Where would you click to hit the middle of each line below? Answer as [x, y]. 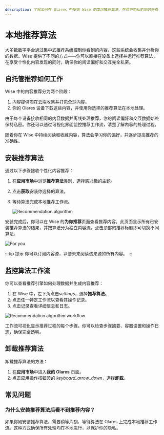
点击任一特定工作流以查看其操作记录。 [51, 300]
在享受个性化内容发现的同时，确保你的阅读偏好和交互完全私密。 [69, 62]
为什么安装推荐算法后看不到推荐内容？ [50, 410]
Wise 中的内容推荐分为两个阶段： [39, 91]
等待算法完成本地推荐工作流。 [42, 202]
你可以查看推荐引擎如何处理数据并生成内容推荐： [54, 283]
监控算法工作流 [28, 271]
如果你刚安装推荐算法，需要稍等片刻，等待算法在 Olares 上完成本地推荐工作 [81, 421]
